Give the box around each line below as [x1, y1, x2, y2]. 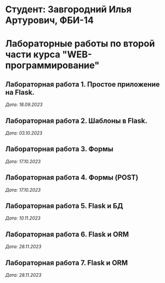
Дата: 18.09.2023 [5, 101, 43, 108]
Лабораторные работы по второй [5, 38, 155, 50]
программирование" [5, 60, 100, 71]
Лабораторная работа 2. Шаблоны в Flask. [5, 116, 148, 125]
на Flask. [5, 88, 35, 97]
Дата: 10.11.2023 [5, 215, 41, 221]
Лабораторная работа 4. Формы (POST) [5, 173, 139, 182]
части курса [5, 49, 61, 60]
